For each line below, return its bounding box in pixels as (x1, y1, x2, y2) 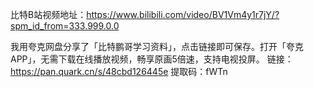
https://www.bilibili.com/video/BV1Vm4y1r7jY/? (86, 9, 280, 20)
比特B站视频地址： (10, 9, 87, 20)
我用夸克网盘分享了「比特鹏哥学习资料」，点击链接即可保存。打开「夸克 (10, 41, 304, 52)
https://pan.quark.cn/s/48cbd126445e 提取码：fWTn (10, 66, 228, 77)
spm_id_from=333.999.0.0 (10, 20, 120, 32)
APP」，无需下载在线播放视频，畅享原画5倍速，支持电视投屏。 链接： (10, 53, 294, 65)
